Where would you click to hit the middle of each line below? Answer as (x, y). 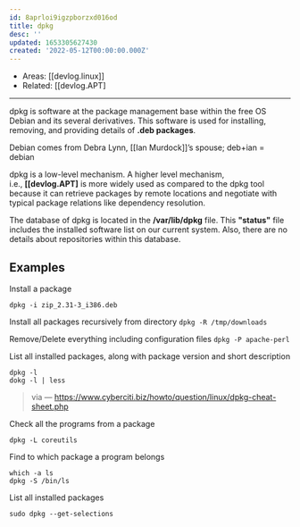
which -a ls (31, 473)
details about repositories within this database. (95, 239)
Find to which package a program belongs (87, 456)
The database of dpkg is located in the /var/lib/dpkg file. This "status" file (147, 221)
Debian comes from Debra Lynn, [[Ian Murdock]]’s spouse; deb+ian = (137, 147)
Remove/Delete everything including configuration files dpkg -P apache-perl (150, 339)
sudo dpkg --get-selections (62, 514)
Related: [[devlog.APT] (64, 86)
